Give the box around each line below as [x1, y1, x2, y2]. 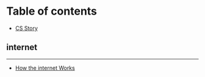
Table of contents [6, 4, 98, 18]
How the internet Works [15, 64, 75, 71]
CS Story [15, 24, 38, 32]
